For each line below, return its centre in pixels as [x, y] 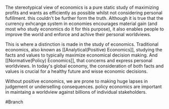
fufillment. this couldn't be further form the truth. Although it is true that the [84, 18]
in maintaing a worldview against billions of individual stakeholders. [76, 92]
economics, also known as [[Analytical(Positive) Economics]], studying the [84, 50]
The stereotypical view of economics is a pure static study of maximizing [82, 7]
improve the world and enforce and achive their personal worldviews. [78, 34]
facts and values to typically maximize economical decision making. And [81, 55]
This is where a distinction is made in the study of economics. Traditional [82, 44]
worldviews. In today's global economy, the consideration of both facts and [84, 66]
